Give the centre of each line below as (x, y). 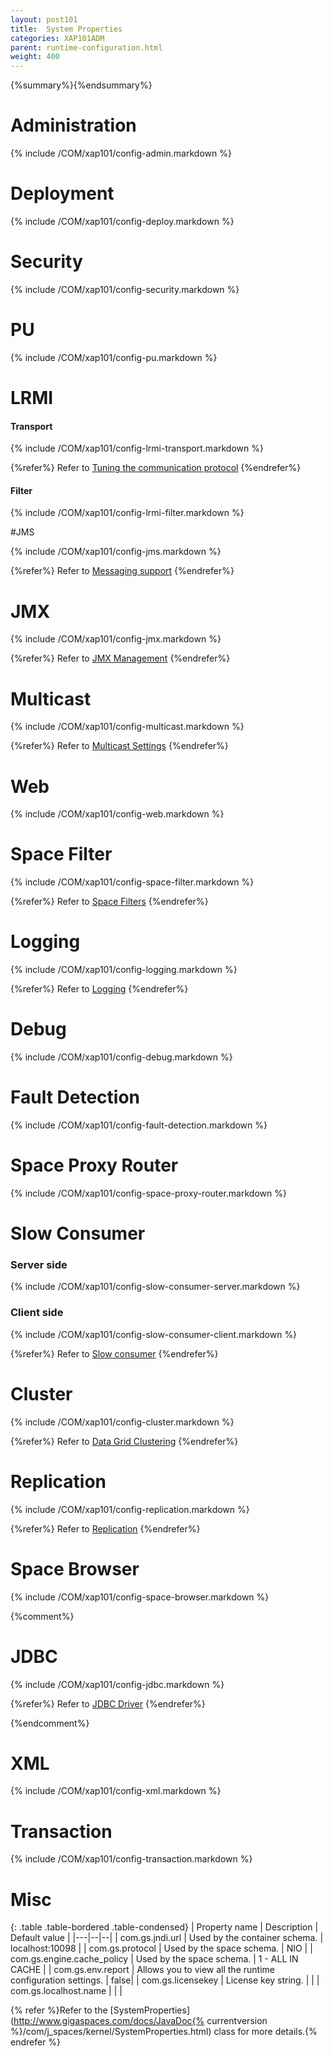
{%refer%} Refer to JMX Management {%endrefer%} (120, 658)
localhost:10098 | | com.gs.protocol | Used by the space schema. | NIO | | (161, 1948)
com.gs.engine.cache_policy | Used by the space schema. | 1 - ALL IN (154, 1959)
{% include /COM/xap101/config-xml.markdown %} (116, 1791)
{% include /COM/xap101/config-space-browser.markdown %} (140, 1597)
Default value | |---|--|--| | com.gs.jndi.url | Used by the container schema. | (167, 1938)
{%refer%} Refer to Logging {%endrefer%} (99, 989)
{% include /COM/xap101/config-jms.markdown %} (116, 552)
